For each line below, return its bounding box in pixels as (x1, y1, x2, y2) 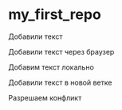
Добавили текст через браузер (8, 47, 115, 56)
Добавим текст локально (8, 62, 94, 72)
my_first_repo (8, 6, 101, 24)
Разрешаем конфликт (8, 93, 82, 102)
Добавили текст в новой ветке (8, 78, 112, 87)
